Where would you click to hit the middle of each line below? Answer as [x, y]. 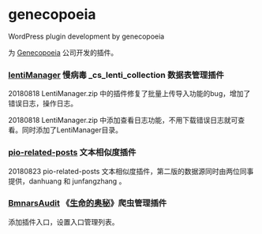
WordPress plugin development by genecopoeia [86, 36]
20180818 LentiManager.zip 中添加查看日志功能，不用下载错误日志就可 [123, 121]
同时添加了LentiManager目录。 [72, 130]
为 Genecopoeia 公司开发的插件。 [63, 52]
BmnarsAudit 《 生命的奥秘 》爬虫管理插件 [88, 203]
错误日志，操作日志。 [43, 103]
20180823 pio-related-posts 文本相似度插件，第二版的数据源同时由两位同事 [131, 171]
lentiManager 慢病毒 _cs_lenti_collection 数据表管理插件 [116, 75]
